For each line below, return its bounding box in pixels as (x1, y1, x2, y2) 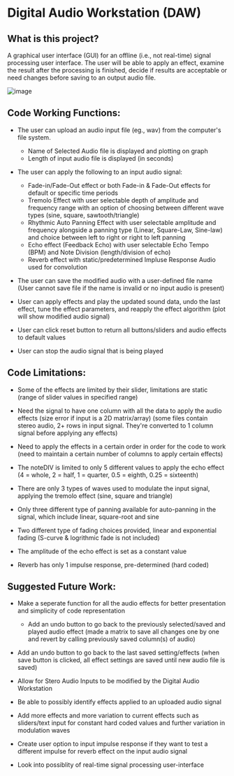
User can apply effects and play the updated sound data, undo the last (17, 297, 221, 305)
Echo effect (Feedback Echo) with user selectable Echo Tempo (27, 240, 210, 249)
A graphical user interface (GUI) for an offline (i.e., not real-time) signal (7, 51, 212, 59)
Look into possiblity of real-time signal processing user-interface (17, 761, 205, 769)
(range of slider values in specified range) (17, 393, 138, 401)
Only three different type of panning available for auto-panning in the (17, 505, 217, 513)
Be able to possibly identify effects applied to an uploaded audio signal (17, 698, 222, 706)
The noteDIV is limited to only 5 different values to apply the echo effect (17, 463, 225, 471)
